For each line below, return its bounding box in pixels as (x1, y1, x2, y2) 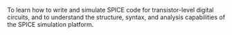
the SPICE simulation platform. (7, 21, 94, 28)
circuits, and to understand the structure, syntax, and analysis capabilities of (7, 13, 226, 21)
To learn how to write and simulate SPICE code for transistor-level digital (7, 6, 214, 14)
